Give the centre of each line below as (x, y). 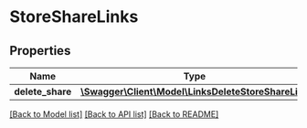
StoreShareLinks (74, 17)
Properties (40, 51)
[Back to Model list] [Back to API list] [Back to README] (114, 114)
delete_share (43, 91)
